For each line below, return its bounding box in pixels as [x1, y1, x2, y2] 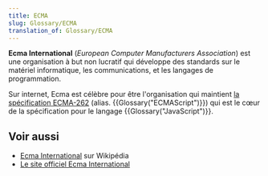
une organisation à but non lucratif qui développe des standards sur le [8, 57, 241, 66]
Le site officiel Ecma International [19, 159, 131, 169]
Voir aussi [8, 130, 59, 143]
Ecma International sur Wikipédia [19, 151, 130, 161]
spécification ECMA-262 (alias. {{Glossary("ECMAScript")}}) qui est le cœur [8, 98, 261, 108]
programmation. [8, 74, 62, 84]
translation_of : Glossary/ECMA [8, 26, 113, 34]
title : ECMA [8, 11, 48, 20]
